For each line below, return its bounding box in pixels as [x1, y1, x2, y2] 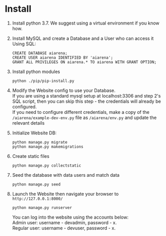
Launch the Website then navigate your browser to [12, 191, 119, 197]
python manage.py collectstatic [12, 163, 81, 168]
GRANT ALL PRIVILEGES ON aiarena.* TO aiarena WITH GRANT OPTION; [12, 59, 157, 64]
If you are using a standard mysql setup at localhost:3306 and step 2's [12, 92, 161, 99]
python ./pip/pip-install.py [12, 78, 75, 83]
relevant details [12, 120, 45, 126]
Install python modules [12, 68, 60, 75]
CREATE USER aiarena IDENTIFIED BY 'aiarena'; [12, 55, 113, 60]
